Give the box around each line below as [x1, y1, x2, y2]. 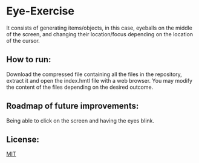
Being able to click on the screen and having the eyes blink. [6, 117, 155, 124]
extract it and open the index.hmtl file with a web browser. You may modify [6, 77, 192, 84]
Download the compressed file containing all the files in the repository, [6, 71, 183, 78]
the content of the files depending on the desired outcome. [6, 83, 154, 91]
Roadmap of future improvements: [6, 101, 139, 111]
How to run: [6, 54, 51, 65]
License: [6, 134, 39, 144]
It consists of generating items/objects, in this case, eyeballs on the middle [6, 24, 192, 31]
